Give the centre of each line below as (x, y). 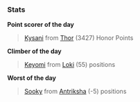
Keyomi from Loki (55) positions (70, 65)
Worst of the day (32, 78)
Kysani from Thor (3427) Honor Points (79, 38)
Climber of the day (35, 51)
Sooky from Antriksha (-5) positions (75, 92)
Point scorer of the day (41, 25)
